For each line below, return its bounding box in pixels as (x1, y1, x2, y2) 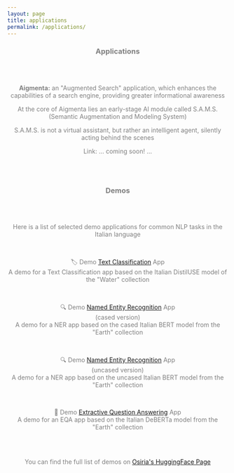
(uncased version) (91, 365, 144, 374)
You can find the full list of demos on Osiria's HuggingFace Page (24, 458, 212, 466)
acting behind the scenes (81, 133, 155, 141)
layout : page (7, 10, 46, 18)
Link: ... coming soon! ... (83, 147, 153, 155)
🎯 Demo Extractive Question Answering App (54, 408, 181, 416)
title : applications (7, 17, 68, 24)
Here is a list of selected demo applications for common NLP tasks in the (13, 222, 223, 231)
